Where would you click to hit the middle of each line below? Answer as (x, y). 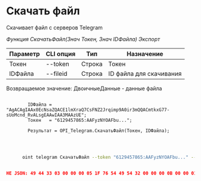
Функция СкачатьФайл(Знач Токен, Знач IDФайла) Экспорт (83, 39)
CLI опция (61, 54)
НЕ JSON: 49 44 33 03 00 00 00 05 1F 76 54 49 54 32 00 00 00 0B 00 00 (98, 173)
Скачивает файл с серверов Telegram (54, 27)
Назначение (145, 54)
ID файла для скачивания (145, 73)
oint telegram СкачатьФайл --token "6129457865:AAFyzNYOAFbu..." (105, 157)
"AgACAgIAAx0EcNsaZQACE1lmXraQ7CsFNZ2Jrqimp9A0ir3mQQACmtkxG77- (88, 110)
